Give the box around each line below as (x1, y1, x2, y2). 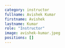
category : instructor (4, 7, 50, 12)
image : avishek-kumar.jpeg (4, 30, 61, 35)
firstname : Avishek (4, 16, 45, 21)
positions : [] (4, 35, 34, 40)
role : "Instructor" (4, 26, 45, 31)
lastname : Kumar (4, 21, 38, 26)
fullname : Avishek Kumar (4, 12, 56, 17)
